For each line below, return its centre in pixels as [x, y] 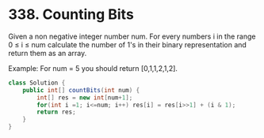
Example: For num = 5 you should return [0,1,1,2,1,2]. [93, 68]
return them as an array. [48, 53]
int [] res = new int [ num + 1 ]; [85, 97]
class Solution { [37, 83]
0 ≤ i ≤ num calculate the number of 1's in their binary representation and [128, 44]
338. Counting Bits [71, 15]
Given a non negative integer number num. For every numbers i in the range [132, 36]
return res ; [57, 112]
